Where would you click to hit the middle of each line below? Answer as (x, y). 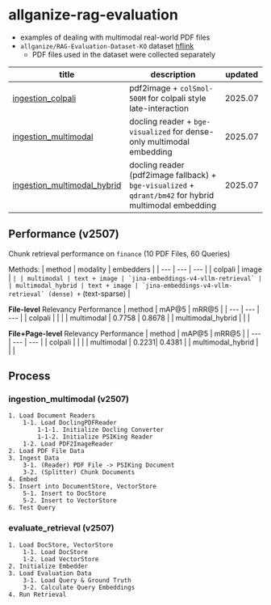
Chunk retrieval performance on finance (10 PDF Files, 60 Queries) (119, 253)
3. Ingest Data (34, 459)
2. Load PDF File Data (46, 451)
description (173, 74)
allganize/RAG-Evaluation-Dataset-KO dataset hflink (107, 45)
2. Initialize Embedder (48, 566)
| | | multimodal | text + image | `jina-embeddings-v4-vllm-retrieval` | (135, 277)
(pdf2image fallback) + (173, 175)
